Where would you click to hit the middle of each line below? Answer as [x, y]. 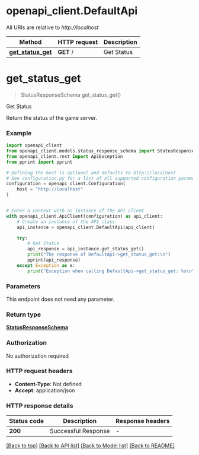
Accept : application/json [45, 390]
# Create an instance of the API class [66, 222]
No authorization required [38, 356]
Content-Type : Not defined [48, 384]
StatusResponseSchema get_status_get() [71, 95]
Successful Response [80, 431]
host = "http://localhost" [50, 189]
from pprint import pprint [39, 162]
